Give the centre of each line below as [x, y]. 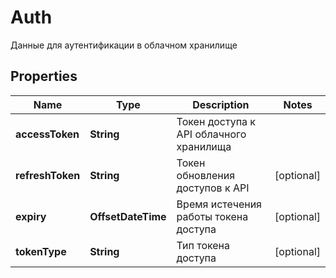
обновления [206, 175]
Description [221, 104]
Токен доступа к [216, 121]
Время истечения [219, 204]
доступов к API [213, 188]
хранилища [204, 146]
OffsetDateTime [128, 216]
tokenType [41, 251]
